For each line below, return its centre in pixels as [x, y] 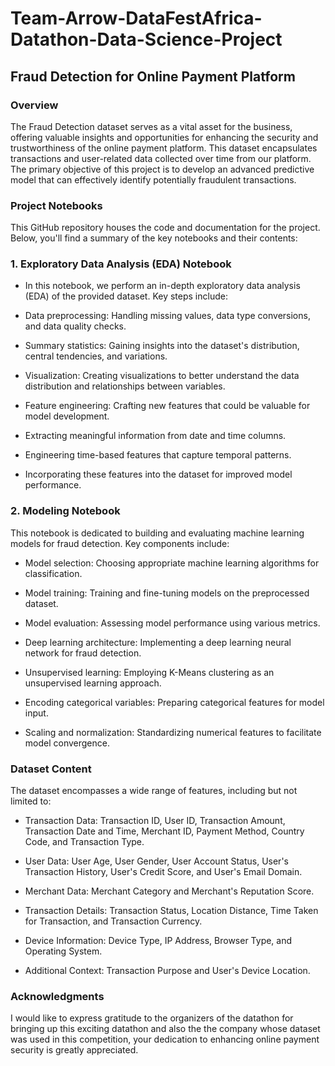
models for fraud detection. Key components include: [120, 543]
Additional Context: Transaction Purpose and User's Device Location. [167, 971]
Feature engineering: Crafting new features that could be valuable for [167, 406]
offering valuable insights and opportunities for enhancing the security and [164, 137]
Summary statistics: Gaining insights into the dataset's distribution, [162, 346]
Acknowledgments [57, 996]
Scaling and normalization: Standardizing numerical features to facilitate [173, 732]
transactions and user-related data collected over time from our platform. [161, 158]
